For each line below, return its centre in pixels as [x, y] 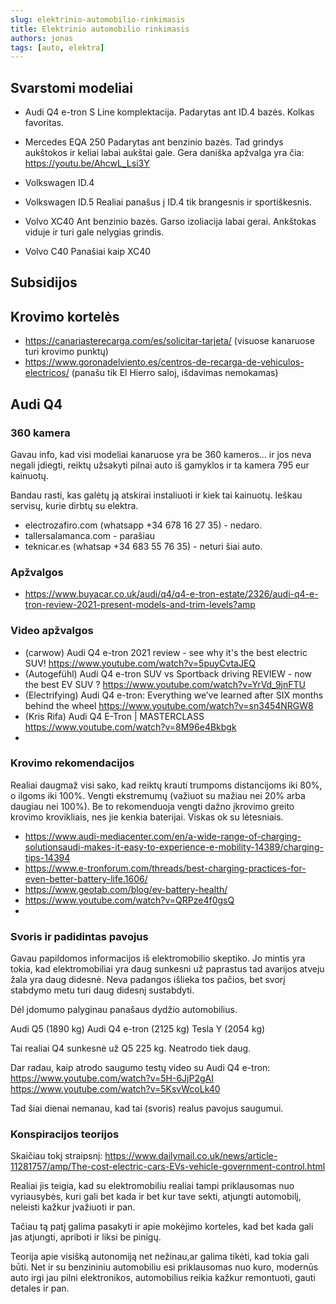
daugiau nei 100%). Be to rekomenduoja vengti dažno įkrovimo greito [152, 806]
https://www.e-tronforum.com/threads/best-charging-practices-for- [165, 868]
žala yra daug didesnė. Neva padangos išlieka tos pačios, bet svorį [148, 980]
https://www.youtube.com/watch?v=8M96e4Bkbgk [130, 727]
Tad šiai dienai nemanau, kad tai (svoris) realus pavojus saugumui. [147, 1108]
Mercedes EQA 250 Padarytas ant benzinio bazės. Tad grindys [154, 142]
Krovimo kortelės [65, 316]
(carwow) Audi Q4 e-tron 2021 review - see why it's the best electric [166, 652]
